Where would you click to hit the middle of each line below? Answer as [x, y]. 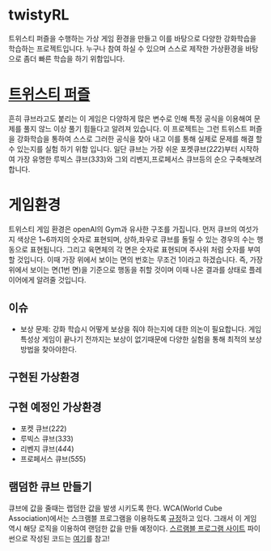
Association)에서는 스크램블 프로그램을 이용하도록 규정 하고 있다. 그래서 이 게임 [133, 518]
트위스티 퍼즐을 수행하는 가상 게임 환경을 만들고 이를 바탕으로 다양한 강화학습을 [133, 38]
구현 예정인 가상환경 [55, 407]
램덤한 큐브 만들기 [50, 487]
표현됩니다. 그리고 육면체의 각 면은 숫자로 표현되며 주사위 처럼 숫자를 [138, 249]
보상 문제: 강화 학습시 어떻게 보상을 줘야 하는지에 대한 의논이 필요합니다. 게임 [141, 329]
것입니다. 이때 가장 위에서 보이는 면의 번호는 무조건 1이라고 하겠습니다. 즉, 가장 [140, 259]
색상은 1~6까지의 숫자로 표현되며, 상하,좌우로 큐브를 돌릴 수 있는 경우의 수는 [136, 239]
